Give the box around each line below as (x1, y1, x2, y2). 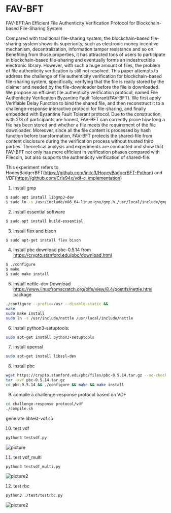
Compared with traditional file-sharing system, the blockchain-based (6, 35, 150, 41)
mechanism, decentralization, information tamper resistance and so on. (6, 46, 155, 52)
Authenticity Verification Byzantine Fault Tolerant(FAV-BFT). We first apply (6, 95, 161, 101)
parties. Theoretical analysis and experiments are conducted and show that (6, 143, 164, 149)
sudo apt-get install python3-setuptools (6, 335, 95, 340)
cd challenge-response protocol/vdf (6, 401, 83, 407)
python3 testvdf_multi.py (6, 464, 60, 469)
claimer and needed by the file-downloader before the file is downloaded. (6, 84, 160, 90)
